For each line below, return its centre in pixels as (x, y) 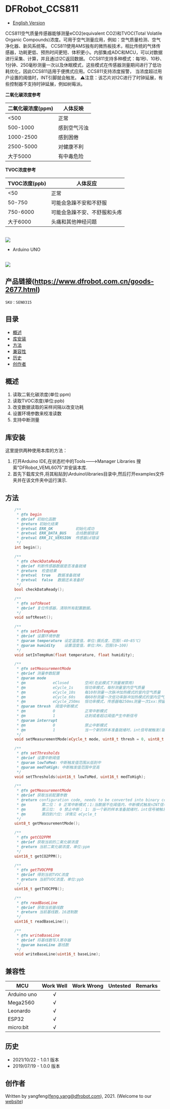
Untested (119, 986)
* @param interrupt (37, 720)
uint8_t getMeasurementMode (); (47, 823)
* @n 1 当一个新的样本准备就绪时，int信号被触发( (89, 730)
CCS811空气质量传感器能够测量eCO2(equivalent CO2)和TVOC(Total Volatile (84, 33)
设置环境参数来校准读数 (37, 414)
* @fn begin (29, 514)
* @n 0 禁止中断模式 (62, 725)
